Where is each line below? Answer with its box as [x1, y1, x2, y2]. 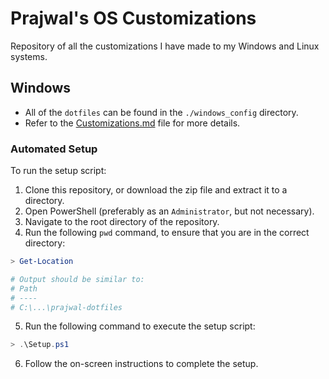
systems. [10, 50, 48, 62]
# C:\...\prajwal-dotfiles [10, 302, 123, 312]
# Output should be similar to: [10, 274, 145, 284]
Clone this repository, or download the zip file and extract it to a [24, 184, 288, 196]
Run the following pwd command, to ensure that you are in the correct [24, 227, 310, 239]
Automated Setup [10, 142, 98, 156]
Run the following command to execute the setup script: [24, 320, 256, 332]
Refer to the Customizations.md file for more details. [24, 117, 241, 129]
